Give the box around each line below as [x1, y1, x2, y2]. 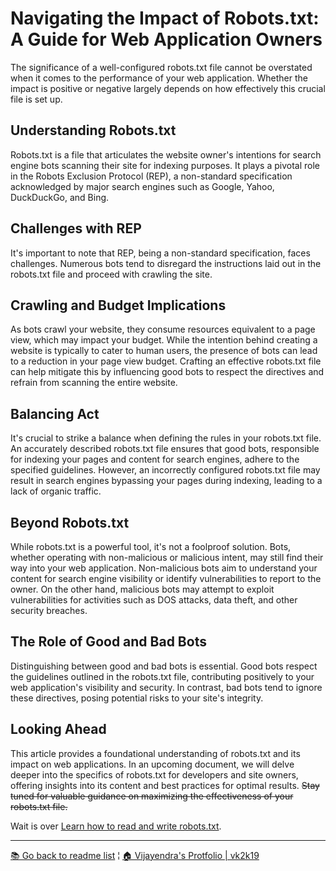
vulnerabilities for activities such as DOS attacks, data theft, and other [10, 594, 298, 606]
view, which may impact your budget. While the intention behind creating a [10, 334, 318, 346]
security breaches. [10, 605, 88, 616]
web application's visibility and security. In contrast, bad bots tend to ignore [10, 681, 323, 693]
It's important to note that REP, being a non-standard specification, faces [10, 247, 311, 259]
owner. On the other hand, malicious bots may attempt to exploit [10, 583, 275, 595]
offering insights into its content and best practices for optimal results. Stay [10, 779, 320, 791]
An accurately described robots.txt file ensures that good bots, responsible [10, 443, 320, 455]
